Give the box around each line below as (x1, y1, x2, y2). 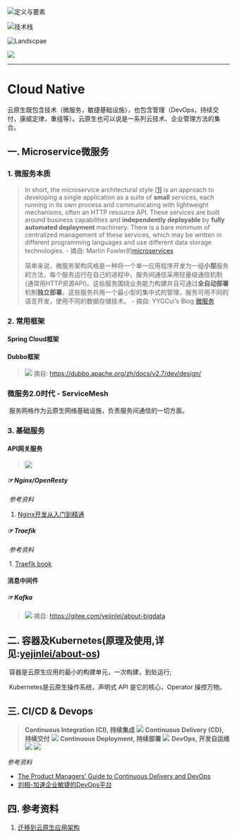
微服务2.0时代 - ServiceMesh (7, 389, 109, 399)
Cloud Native (7, 81, 85, 98)
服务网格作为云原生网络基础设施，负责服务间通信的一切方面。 (8, 406, 188, 415)
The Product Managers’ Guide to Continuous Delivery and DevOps (17, 772, 211, 780)
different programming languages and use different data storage (24, 237, 212, 247)
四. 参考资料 (7, 803, 59, 815)
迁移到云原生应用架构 (17, 823, 80, 832)
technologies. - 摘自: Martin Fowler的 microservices (24, 246, 174, 254)
